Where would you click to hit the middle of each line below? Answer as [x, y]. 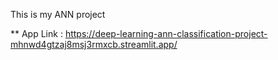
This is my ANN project [58, 14]
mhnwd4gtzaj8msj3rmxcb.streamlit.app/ [94, 44]
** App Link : [36, 33]
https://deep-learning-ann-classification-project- [166, 33]
